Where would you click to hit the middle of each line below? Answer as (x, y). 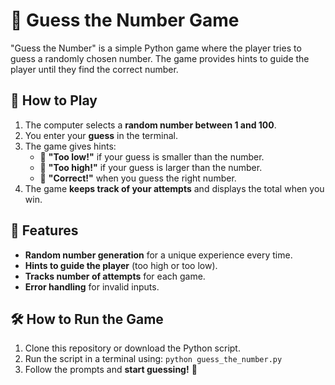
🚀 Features (44, 230)
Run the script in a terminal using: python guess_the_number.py (153, 359)
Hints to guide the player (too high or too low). (121, 265)
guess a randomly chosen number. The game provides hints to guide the (160, 58)
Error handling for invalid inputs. (92, 286)
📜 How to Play (54, 100)
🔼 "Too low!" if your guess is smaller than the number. (152, 156)
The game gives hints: (70, 146)
